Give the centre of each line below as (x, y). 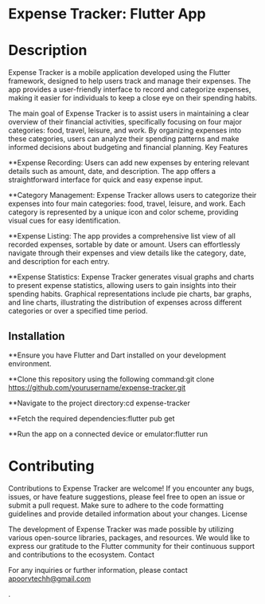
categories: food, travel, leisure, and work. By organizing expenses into (125, 130)
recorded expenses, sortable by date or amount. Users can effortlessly (124, 245)
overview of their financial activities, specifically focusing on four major (125, 122)
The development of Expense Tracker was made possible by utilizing (121, 529)
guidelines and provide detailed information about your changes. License (128, 513)
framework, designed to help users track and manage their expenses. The (130, 81)
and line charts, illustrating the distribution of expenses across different (125, 302)
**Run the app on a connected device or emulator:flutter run (108, 434)
